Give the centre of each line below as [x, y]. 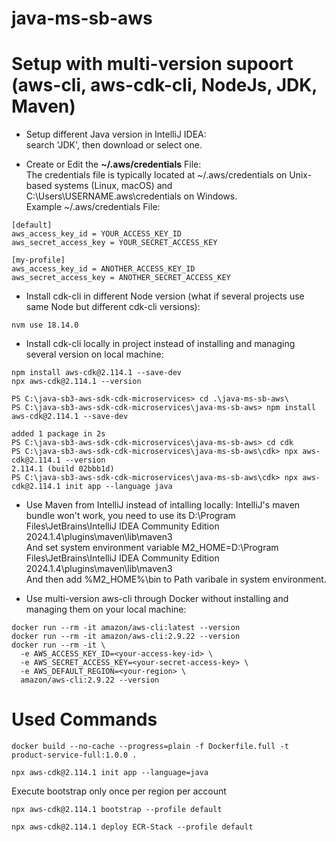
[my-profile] [38, 260]
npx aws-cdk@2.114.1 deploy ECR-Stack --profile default [132, 827]
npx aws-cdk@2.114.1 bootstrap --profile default [117, 810]
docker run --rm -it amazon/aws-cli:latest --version [126, 628]
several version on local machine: [94, 354]
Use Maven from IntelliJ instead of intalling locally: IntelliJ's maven [163, 505]
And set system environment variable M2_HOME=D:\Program [152, 548]
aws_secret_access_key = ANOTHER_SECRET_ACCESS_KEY [121, 278]
